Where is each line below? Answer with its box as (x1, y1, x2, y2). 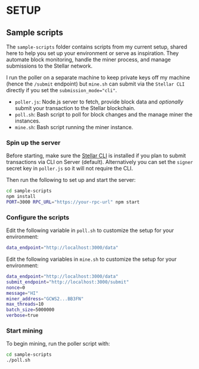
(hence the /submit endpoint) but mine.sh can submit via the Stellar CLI (6, 80, 185, 87)
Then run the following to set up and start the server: (6, 176, 136, 184)
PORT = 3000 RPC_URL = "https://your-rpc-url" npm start (6, 199, 140, 205)
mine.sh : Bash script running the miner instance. (14, 124, 133, 130)
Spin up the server (6, 138, 61, 147)
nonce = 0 (6, 285, 26, 291)
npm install (6, 194, 36, 200)
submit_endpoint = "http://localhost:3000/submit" (6, 279, 129, 285)
